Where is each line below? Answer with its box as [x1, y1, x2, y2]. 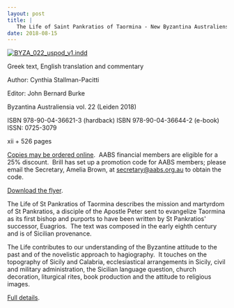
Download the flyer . [7, 186, 64, 195]
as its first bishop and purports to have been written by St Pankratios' [7, 215, 207, 223]
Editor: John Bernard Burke [7, 89, 86, 98]
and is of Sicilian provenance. [7, 229, 92, 238]
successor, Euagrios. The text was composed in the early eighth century [7, 222, 217, 231]
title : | [7, 17, 33, 24]
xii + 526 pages [7, 137, 52, 146]
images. [7, 280, 30, 288]
